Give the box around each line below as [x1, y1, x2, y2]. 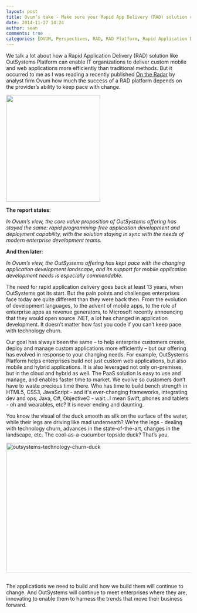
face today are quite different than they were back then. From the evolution [6, 296, 188, 303]
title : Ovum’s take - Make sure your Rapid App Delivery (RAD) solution [6, 14, 188, 20]
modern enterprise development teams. [6, 236, 102, 244]
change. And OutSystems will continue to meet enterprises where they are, [6, 589, 188, 596]
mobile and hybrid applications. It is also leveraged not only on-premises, [6, 364, 184, 371]
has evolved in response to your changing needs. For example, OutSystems [6, 351, 189, 358]
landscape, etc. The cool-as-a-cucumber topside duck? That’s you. [6, 431, 169, 438]
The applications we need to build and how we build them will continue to [6, 583, 184, 589]
